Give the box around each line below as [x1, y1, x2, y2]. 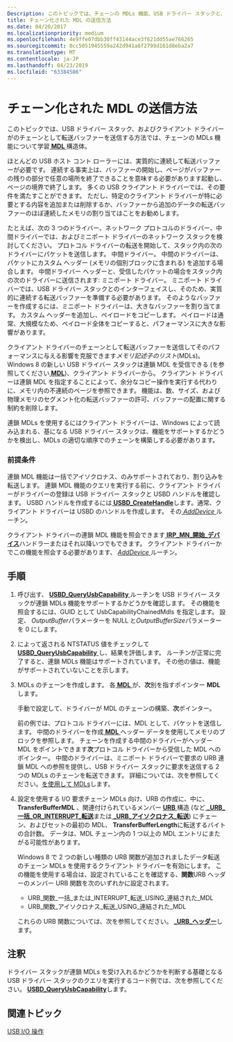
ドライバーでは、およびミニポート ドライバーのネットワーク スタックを [12, 232, 217, 241]
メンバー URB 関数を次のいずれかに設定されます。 [29, 879, 173, 887]
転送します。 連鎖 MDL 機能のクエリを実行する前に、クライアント [7, 481, 196, 489]
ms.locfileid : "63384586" [7, 68, 82, 75]
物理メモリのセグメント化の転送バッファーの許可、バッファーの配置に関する [7, 395, 226, 403]
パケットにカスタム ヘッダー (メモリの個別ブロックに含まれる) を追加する [7, 259, 218, 267]
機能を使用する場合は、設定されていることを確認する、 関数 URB [23, 870, 206, 879]
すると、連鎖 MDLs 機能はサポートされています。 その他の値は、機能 [23, 657, 221, 665]
